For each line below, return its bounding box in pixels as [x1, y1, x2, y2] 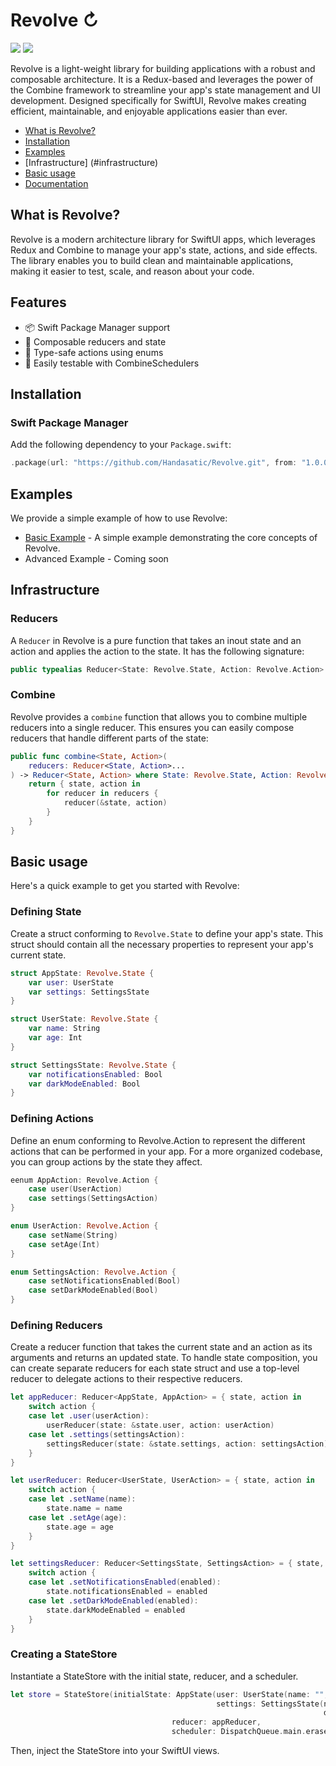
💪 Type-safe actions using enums [24, 346, 164, 358]
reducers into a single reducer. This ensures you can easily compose [10, 721, 295, 733]
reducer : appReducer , [171, 1717, 262, 1728]
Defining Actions [10, 1112, 94, 1126]
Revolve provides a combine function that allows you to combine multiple [10, 710, 308, 723]
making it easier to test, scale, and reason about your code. [10, 265, 255, 277]
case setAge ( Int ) [28, 1239, 101, 1249]
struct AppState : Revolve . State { [10, 968, 155, 978]
